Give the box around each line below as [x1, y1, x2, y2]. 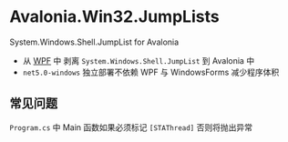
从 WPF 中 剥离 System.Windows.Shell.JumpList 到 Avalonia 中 [22, 55, 255, 66]
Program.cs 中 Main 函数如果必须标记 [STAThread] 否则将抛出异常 [9, 121, 253, 133]
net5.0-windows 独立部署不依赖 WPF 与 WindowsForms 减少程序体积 [22, 66, 280, 77]
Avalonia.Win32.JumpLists [9, 6, 221, 27]
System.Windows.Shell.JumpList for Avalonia [9, 36, 180, 47]
